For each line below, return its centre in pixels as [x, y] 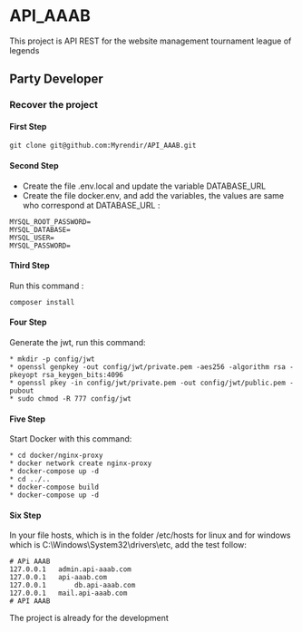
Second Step [34, 166]
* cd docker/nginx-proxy [56, 456]
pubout [22, 391]
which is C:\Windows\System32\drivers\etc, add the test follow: [128, 545]
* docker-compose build [54, 487]
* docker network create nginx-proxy [81, 463]
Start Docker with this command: [71, 439]
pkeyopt [24, 375]
